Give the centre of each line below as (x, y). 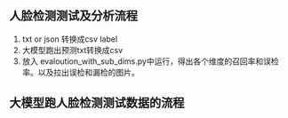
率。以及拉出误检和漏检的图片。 (80, 72)
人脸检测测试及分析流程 (73, 16)
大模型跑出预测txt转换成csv (72, 50)
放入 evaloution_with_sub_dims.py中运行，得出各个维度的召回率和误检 (150, 61)
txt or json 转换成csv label (70, 39)
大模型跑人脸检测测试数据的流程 (97, 103)
